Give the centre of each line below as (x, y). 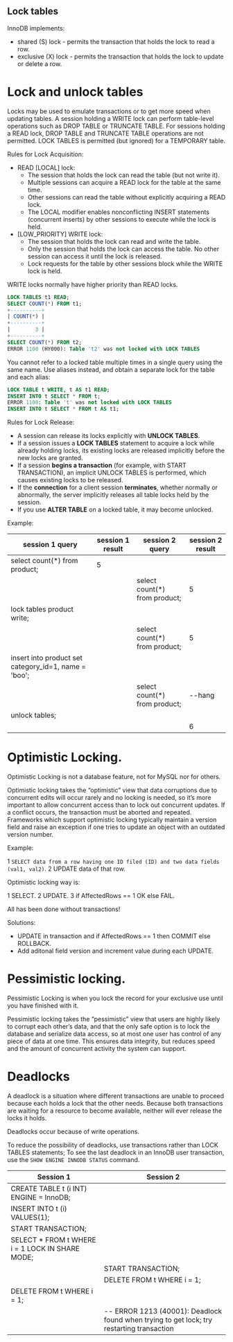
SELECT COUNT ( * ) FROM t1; (44, 304)
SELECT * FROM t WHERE (53, 1240)
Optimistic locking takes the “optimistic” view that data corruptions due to (112, 790)
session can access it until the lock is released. (95, 256)
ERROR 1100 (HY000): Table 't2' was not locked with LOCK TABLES (103, 349)
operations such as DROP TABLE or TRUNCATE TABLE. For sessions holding (116, 126)
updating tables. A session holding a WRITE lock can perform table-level (111, 118)
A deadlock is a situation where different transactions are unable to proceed (115, 1096)
